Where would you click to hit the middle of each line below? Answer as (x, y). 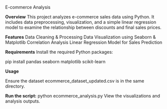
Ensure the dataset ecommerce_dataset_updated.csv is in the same (75, 81)
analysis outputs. (23, 101)
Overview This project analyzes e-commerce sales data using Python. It (80, 17)
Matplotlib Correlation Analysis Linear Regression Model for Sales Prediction (84, 42)
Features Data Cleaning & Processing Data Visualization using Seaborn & (80, 37)
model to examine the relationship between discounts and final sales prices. (83, 27)
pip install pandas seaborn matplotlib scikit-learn (55, 61)
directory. (15, 86)
